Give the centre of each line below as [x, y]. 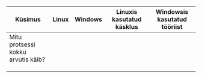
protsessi [22, 44]
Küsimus [28, 19]
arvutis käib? [27, 59]
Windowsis [172, 12]
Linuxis [127, 12]
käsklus [127, 27]
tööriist [172, 27]
